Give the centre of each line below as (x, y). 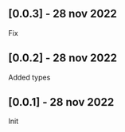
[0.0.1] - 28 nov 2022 (61, 102)
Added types (29, 77)
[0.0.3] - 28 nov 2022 (63, 14)
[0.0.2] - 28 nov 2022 (63, 58)
